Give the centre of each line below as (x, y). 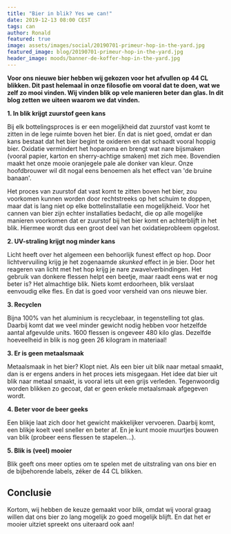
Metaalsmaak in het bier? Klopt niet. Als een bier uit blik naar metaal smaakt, (115, 367)
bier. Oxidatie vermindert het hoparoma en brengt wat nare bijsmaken (106, 148)
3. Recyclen (24, 305)
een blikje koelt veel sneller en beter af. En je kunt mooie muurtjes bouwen (113, 430)
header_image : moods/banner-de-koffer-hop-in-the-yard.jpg (94, 59)
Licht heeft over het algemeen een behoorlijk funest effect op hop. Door (109, 254)
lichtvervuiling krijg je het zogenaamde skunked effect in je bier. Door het (111, 262)
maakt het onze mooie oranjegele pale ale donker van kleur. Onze (100, 163)
